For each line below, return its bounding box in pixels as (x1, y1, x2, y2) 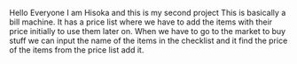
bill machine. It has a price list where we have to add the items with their (9, 17, 273, 27)
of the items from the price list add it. (9, 45, 145, 55)
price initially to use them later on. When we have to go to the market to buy (9, 26, 286, 36)
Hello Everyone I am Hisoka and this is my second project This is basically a (9, 8, 286, 18)
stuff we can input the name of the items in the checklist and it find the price (9, 35, 288, 46)
